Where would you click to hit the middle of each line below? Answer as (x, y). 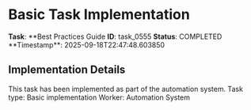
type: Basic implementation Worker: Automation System (99, 97)
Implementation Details (67, 70)
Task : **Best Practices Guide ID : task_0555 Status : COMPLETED (115, 36)
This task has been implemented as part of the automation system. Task (126, 89)
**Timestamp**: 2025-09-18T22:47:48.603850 (86, 44)
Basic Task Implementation (99, 15)
